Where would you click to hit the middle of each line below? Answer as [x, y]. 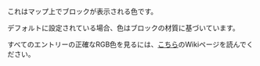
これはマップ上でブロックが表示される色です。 [83, 11]
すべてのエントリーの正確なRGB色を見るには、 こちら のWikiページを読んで [127, 44]
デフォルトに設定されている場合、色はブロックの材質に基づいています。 [123, 28]
